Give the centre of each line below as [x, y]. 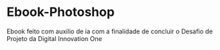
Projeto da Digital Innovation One [55, 38]
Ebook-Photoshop [61, 12]
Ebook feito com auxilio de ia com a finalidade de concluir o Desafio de [110, 31]
